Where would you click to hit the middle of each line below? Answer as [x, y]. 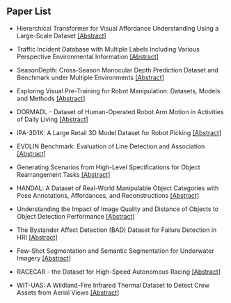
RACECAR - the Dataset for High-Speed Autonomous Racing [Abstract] [118, 272]
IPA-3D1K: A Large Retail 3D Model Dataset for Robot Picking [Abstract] [119, 132]
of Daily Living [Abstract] [52, 119]
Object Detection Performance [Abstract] [75, 216]
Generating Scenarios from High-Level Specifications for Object [108, 167]
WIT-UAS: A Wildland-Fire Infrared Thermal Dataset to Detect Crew [113, 285]
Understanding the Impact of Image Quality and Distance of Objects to [118, 209]
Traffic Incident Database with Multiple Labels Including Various [108, 49]
